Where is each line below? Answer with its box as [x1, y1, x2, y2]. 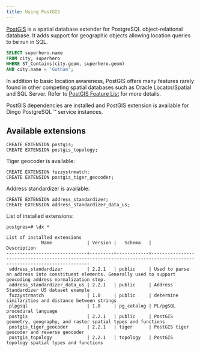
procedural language [6, 308, 58, 314]
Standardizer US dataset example [6, 287, 90, 293]
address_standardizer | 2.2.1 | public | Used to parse [8, 266, 189, 272]
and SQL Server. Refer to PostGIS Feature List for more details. [6, 90, 161, 97]
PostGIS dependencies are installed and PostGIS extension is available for [6, 102, 189, 109]
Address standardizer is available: [6, 185, 90, 192]
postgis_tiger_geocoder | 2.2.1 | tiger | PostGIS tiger [8, 324, 189, 330]
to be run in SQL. [6, 38, 48, 45]
